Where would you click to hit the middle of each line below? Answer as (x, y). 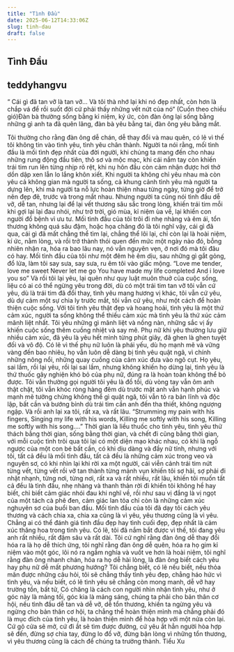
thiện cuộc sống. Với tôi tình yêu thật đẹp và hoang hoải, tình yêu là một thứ (116, 308)
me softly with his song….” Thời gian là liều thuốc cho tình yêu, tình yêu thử (115, 427)
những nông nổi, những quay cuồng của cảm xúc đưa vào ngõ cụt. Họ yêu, (115, 360)
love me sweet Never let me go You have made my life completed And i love (116, 271)
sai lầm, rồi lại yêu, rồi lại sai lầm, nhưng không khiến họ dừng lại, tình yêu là (116, 367)
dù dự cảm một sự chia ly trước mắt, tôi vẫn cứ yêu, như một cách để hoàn (114, 301)
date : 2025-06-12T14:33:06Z (48, 20)
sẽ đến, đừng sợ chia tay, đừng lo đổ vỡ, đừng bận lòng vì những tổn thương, (117, 634)
